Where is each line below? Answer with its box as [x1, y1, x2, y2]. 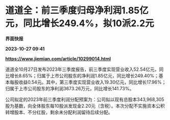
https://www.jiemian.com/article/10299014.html [5, 55, 111, 62]
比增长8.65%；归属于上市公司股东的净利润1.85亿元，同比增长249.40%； [5, 72, 159, 78]
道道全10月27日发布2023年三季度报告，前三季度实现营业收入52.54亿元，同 [5, 66, 164, 72]
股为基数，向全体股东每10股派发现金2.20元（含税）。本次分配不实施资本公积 [5, 103, 165, 109]
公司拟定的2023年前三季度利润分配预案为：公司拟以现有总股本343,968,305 [5, 96, 164, 103]
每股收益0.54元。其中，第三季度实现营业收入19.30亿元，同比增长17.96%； [9, 79, 166, 85]
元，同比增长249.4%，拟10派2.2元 [5, 17, 154, 29]
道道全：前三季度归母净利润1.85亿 [5, 5, 149, 16]
